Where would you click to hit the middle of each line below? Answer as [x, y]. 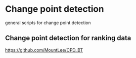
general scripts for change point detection [48, 23]
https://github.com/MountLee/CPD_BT [44, 50]
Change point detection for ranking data [68, 38]
